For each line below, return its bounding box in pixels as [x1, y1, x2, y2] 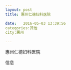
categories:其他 [5, 25, 37, 30]
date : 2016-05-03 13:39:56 [5, 21, 66, 26]
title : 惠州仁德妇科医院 [5, 12, 51, 17]
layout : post [5, 7, 32, 12]
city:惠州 [5, 30, 24, 35]
